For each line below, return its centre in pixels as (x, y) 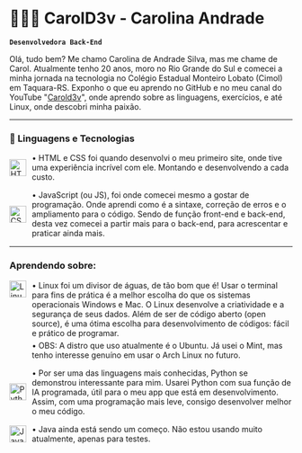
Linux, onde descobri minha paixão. (75, 106)
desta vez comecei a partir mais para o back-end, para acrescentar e (160, 224)
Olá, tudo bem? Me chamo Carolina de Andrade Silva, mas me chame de (144, 58)
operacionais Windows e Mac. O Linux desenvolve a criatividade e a (158, 304)
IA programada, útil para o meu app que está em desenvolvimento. (155, 392)
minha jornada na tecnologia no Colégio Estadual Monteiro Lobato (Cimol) (146, 78)
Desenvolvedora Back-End (56, 42)
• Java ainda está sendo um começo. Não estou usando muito (147, 429)
